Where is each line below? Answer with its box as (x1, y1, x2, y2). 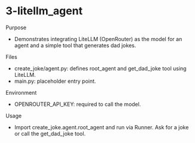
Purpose (5, 24, 27, 31)
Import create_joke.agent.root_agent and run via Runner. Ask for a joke (14, 123, 189, 130)
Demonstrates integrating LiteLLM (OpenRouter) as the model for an (14, 35, 182, 42)
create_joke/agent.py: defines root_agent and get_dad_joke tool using (14, 64, 187, 72)
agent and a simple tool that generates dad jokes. (14, 42, 136, 49)
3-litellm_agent (5, 4, 83, 18)
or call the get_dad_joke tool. (14, 130, 86, 137)
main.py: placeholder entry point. (14, 77, 96, 85)
